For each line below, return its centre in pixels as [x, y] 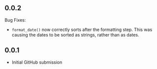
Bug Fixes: [15, 20]
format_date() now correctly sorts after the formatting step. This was [82, 30]
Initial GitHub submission [37, 62]
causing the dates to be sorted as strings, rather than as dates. [75, 34]
